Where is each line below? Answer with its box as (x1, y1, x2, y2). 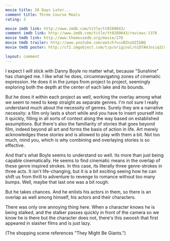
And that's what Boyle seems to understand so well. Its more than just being (5, 152, 164, 158)
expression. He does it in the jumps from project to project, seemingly (5, 78, 151, 85)
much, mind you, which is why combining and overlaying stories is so (5, 137, 150, 143)
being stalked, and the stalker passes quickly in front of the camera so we (5, 209, 159, 215)
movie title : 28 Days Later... (5, 7, 71, 13)
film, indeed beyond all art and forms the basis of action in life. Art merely (5, 126, 158, 132)
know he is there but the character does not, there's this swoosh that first (5, 215, 158, 221)
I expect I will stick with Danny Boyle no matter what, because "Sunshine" (5, 68, 159, 74)
